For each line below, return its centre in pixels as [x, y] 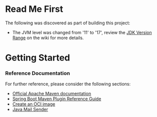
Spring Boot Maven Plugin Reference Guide [57, 99]
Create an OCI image [34, 104]
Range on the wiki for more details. [48, 38]
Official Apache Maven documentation [52, 94]
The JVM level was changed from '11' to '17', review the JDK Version [82, 32]
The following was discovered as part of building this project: [68, 23]
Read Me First [34, 9]
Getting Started [38, 58]
